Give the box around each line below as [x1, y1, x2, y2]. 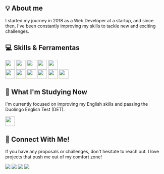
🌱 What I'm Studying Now [5, 88, 87, 97]
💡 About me [5, 4, 43, 13]
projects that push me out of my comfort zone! [5, 154, 102, 160]
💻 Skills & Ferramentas [5, 43, 80, 52]
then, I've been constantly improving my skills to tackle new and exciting [5, 23, 156, 29]
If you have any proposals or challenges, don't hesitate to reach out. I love [5, 149, 159, 155]
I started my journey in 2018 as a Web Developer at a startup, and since [5, 17, 154, 23]
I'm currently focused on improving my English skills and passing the [5, 101, 148, 107]
